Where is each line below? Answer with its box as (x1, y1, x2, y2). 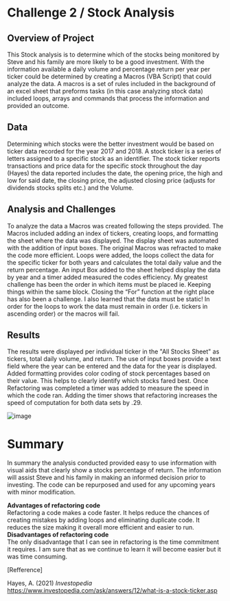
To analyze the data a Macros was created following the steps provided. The (7, 221, 224, 230)
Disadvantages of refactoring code (7, 531, 109, 539)
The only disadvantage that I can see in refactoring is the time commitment (7, 538, 220, 546)
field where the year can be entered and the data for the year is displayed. (7, 362, 218, 371)
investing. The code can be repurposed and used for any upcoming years (7, 481, 216, 489)
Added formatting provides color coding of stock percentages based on (7, 369, 211, 378)
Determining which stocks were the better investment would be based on (7, 140, 214, 148)
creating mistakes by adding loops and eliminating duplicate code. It (7, 516, 200, 524)
